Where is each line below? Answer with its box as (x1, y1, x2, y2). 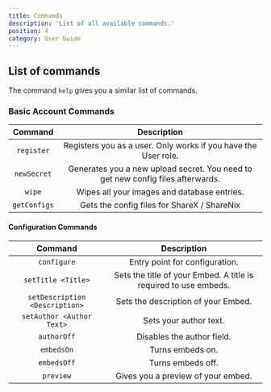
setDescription (27, 292, 86, 302)
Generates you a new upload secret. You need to (68, 163, 252, 174)
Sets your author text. (143, 315, 225, 326)
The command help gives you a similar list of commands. (8, 85, 198, 95)
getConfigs (12, 201, 54, 210)
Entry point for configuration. (128, 256, 239, 267)
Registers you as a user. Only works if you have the (63, 140, 257, 152)
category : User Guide (8, 34, 81, 43)
